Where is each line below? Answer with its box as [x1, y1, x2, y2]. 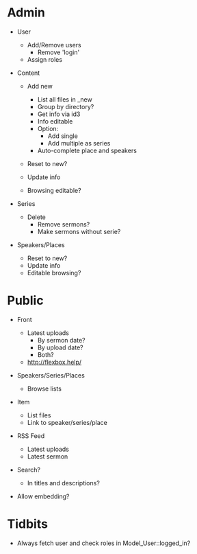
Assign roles [27, 55, 63, 63]
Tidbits [7, 516, 48, 532]
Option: [37, 124, 59, 132]
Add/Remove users [27, 41, 81, 49]
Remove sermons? [37, 220, 90, 228]
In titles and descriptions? [27, 478, 101, 487]
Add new [27, 82, 53, 90]
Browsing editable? [27, 186, 81, 194]
